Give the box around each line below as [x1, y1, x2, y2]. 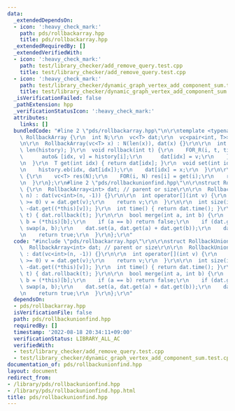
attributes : [13, 114, 49, 121]
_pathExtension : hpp [13, 101, 73, 108]
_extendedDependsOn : [13, 17, 73, 24]
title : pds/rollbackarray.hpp [20, 36, 108, 43]
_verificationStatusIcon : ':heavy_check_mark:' [13, 108, 155, 115]
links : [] [20, 120, 49, 128]
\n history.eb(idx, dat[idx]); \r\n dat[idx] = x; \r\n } [20, 166, 208, 173]
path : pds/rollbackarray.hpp [20, 29, 105, 37]
